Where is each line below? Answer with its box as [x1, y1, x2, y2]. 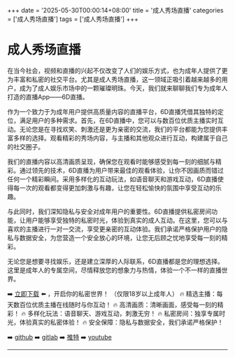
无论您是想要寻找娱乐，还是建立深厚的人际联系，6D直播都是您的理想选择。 [7, 257, 224, 265]
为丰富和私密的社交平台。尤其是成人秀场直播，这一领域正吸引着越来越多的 [7, 75, 222, 83]
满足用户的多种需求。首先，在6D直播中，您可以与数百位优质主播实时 [19, 116, 218, 125]
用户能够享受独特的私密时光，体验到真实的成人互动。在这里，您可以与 [25, 216, 228, 224]
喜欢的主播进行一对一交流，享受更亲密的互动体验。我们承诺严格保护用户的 [7, 225, 222, 233]
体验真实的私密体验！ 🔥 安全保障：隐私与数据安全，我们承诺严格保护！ [19, 318, 224, 326]
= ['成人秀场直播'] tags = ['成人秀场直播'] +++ [7, 15, 138, 23]
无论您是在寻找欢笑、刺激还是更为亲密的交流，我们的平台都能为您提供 [19, 125, 222, 133]
